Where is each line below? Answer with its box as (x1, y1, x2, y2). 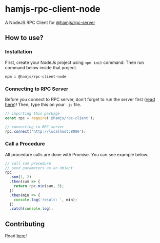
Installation (5, 48, 33, 55)
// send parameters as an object (5, 165, 73, 170)
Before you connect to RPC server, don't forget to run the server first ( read (5, 96, 155, 102)
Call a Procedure (5, 141, 45, 147)
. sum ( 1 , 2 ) (9, 175, 32, 180)
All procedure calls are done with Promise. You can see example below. (5, 151, 149, 157)
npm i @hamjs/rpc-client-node (5, 74, 67, 79)
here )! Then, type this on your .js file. (5, 101, 81, 107)
